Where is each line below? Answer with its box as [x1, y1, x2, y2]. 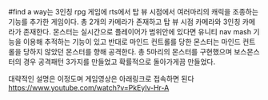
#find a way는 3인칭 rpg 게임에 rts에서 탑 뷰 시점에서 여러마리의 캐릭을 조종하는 [8, 7, 258, 16]
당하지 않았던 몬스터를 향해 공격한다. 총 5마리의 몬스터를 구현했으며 [22, 47, 233, 56]
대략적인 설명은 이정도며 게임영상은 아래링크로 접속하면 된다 [8, 74, 194, 83]
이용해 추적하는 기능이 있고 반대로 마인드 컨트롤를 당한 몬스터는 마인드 [22, 37, 242, 46]
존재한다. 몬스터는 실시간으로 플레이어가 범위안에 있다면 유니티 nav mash [22, 27, 252, 36]
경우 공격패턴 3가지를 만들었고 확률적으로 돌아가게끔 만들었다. [22, 57, 216, 66]
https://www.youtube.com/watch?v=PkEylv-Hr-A [8, 83, 170, 92]
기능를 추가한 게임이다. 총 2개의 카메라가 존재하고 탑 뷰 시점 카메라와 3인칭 [8, 17, 241, 26]
